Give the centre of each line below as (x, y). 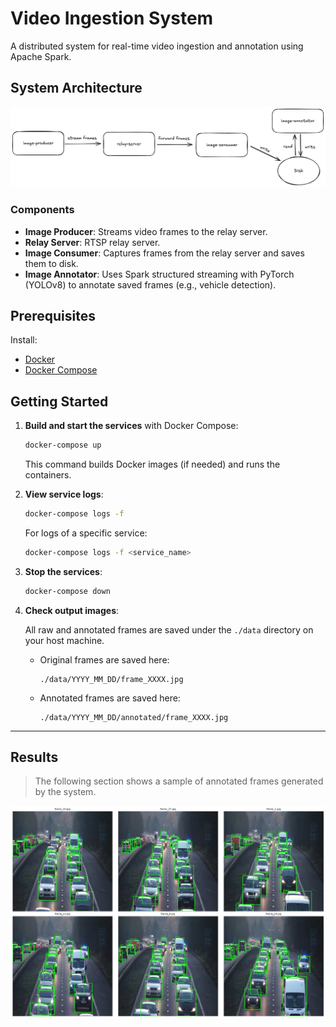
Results (34, 757)
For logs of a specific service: (86, 533)
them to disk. (51, 263)
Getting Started (59, 401)
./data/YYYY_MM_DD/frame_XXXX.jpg (111, 679)
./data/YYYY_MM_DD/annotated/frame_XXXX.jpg (134, 717)
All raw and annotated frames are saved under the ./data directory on (169, 629)
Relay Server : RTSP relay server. (92, 242)
